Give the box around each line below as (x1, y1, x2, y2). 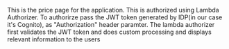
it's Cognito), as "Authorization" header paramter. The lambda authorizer (7, 21, 215, 28)
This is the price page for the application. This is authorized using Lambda (7, 6, 220, 14)
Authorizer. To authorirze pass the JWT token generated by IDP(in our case (7, 13, 223, 21)
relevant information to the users (7, 35, 101, 43)
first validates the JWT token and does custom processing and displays (7, 28, 212, 36)
